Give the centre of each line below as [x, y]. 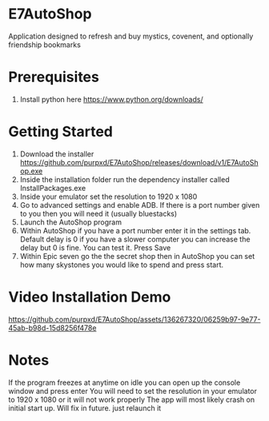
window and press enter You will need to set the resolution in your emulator [133, 391]
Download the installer [57, 154]
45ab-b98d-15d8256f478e [52, 328]
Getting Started [61, 132]
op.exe [31, 171]
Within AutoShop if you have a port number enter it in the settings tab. [135, 230]
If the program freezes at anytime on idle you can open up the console [124, 383]
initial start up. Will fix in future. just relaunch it [85, 408]
